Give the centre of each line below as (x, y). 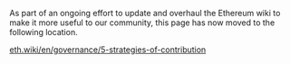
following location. (44, 32)
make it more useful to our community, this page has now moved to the (142, 23)
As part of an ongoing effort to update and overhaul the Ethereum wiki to (145, 13)
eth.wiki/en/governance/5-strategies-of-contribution (108, 50)
